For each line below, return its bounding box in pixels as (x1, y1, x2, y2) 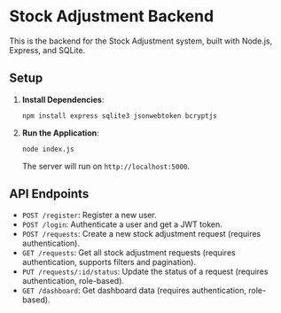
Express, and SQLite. (9, 44, 86, 55)
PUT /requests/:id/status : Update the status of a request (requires (21, 266, 269, 277)
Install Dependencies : (21, 94, 105, 105)
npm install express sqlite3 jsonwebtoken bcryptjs (21, 111, 217, 121)
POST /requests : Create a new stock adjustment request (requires (21, 229, 261, 239)
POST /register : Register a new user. (21, 210, 157, 221)
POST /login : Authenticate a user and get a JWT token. (21, 219, 223, 230)
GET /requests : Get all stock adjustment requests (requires (21, 247, 237, 258)
